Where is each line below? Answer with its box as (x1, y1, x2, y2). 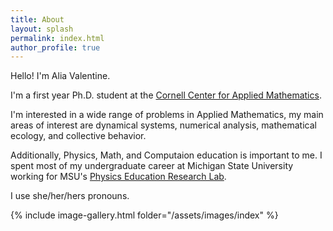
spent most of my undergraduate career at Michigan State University (10, 160, 294, 172)
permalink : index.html (10, 33, 105, 43)
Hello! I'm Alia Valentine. (10, 70, 111, 82)
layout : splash (10, 24, 74, 34)
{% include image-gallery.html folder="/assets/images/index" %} (10, 209, 279, 221)
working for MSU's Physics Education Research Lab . (10, 171, 227, 183)
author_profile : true (10, 42, 101, 53)
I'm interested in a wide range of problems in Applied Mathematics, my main (10, 109, 324, 121)
